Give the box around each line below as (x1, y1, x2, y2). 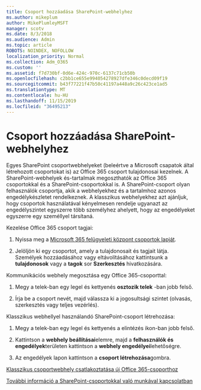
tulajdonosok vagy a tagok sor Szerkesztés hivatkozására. (14, 260, 163, 267)
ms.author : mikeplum (6, 14, 58, 20)
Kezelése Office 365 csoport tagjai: (6, 224, 94, 231)
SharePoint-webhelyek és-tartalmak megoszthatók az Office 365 (6, 174, 167, 182)
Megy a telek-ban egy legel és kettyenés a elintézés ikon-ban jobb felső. (14, 325, 195, 332)
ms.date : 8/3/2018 (6, 31, 52, 37)
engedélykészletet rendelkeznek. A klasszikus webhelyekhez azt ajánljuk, (6, 194, 188, 201)
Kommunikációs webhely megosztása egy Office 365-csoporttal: (6, 272, 167, 279)
